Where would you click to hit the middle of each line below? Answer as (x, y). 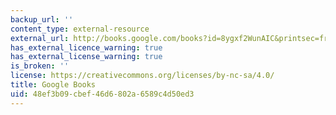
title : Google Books (53, 85)
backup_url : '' (42, 19)
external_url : (40, 38)
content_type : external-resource (80, 29)
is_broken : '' (40, 66)
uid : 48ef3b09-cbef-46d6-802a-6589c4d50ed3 (102, 94)
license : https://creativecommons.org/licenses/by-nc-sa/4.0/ (142, 76)
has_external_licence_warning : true (86, 47)
